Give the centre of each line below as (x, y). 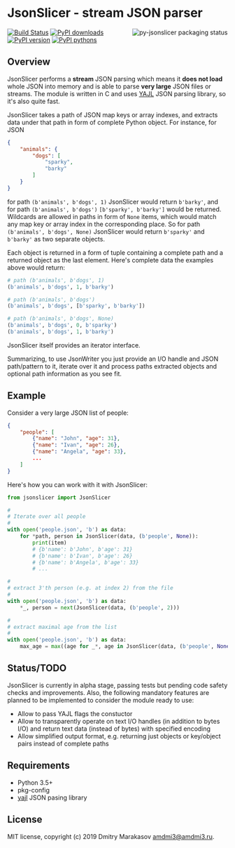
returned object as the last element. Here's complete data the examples (111, 260)
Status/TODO (37, 668)
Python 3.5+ (35, 782)
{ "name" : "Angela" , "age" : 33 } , (80, 452)
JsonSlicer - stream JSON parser (105, 13)
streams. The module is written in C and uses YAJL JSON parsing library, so (116, 93)
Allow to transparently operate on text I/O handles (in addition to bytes (119, 721)
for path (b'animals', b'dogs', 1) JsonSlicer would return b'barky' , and (113, 201)
